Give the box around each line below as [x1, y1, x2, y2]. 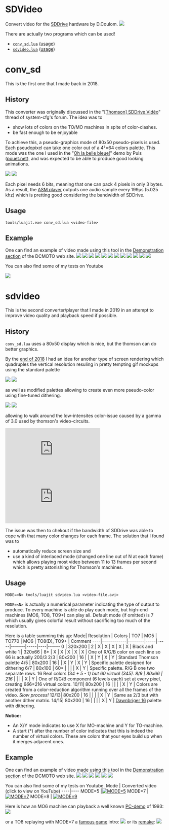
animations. [5, 161, 29, 167]
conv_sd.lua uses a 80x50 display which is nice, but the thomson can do [5, 341, 157, 347]
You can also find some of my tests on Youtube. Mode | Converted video [5, 782, 157, 788]
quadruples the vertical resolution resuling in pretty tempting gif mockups [5, 361, 158, 367]
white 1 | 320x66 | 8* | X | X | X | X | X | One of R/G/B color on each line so [5, 648, 161, 655]
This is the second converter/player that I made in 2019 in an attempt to [5, 307, 154, 313]
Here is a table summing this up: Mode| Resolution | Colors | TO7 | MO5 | [5, 633, 157, 639]
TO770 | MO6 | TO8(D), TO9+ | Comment [5, 638, 92, 644]
